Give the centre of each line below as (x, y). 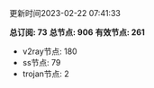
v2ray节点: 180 (50, 51)
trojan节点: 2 (45, 74)
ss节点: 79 (41, 62)
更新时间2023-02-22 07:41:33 (65, 13)
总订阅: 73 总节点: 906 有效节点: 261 (77, 32)
